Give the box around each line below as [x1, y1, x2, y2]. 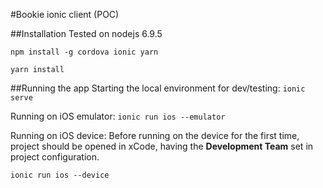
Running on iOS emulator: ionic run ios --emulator [10, 110, 226, 122]
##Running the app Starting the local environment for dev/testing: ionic [10, 82, 306, 94]
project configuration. [10, 151, 100, 163]
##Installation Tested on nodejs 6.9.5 [10, 28, 163, 39]
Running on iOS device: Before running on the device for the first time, [10, 130, 300, 141]
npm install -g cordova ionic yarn [10, 47, 159, 57]
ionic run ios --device [10, 170, 110, 180]
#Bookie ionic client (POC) [10, 9, 120, 20]
